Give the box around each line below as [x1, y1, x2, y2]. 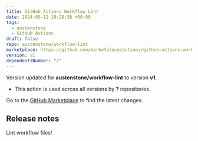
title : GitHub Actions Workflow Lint [6, 8, 99, 15]
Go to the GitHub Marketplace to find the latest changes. [6, 96, 143, 103]
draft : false [6, 36, 38, 42]
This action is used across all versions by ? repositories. [14, 85, 151, 92]
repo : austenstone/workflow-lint [6, 42, 88, 48]
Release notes [6, 113, 60, 123]
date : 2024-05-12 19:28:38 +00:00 [6, 14, 91, 20]
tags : [6, 19, 19, 25]
